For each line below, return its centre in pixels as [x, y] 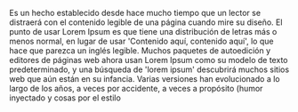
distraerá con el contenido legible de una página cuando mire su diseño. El [146, 22]
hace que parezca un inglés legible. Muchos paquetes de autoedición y [140, 51]
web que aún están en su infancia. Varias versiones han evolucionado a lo [145, 79]
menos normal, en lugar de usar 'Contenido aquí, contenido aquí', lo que [141, 41]
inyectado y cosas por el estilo [65, 98]
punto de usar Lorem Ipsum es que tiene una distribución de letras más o [143, 32]
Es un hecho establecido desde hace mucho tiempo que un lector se [135, 13]
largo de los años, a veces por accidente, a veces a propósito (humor [136, 88]
